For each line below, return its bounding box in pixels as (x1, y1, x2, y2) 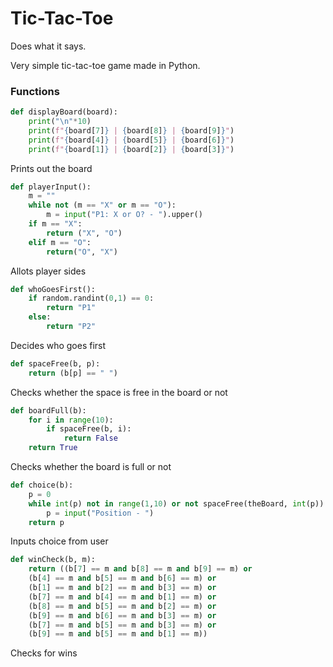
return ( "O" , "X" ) (46, 247, 118, 257)
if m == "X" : (28, 219, 83, 229)
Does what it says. (10, 40, 87, 52)
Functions (10, 84, 60, 98)
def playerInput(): (10, 182, 92, 192)
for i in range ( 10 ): (28, 415, 114, 425)
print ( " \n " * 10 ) (28, 117, 92, 127)
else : (28, 312, 52, 322)
